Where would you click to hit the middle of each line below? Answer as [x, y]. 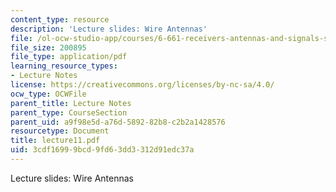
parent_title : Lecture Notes [71, 103]
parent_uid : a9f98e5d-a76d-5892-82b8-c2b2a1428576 [118, 122]
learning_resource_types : [64, 66]
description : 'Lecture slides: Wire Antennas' [109, 29]
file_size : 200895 [48, 47]
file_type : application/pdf [69, 57]
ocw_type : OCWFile [48, 94]
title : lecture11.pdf [55, 141]
